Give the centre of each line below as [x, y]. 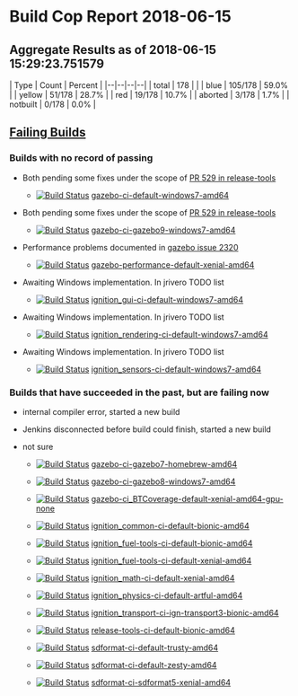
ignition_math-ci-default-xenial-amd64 [163, 577]
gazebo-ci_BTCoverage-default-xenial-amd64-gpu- [188, 498]
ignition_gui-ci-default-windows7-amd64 [167, 299]
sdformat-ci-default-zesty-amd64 [154, 665]
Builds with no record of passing [81, 158]
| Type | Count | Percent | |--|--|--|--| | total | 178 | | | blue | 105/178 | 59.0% [149, 85]
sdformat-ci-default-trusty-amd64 [155, 648]
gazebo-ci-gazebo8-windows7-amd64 [163, 481]
